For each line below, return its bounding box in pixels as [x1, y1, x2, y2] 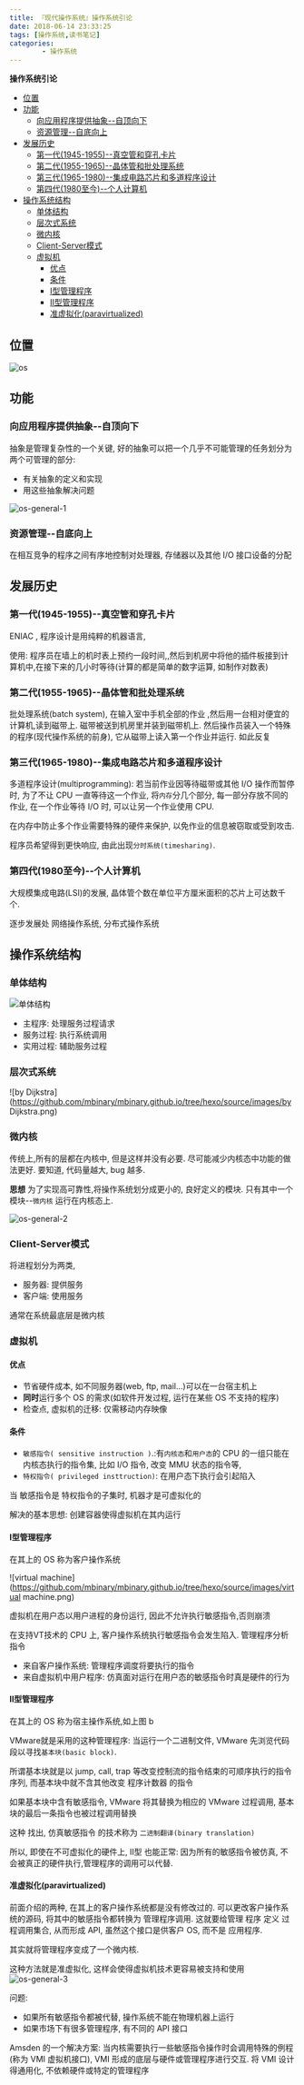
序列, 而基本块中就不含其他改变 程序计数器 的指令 [9, 1777, 193, 1788]
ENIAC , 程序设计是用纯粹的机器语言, [9, 630, 147, 641]
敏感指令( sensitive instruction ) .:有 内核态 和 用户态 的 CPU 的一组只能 [22, 1448, 282, 1459]
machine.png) [22, 1591, 75, 1602]
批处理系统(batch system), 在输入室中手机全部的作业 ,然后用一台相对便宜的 [9, 708, 289, 719]
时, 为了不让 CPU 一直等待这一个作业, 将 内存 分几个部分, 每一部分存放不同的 [9, 789, 289, 800]
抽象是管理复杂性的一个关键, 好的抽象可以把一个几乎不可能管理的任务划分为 [9, 442, 292, 453]
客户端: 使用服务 [22, 1291, 83, 1302]
